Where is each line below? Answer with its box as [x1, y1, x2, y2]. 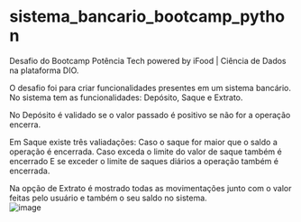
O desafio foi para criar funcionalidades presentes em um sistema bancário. [9, 82, 291, 93]
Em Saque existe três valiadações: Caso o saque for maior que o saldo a [9, 136, 278, 147]
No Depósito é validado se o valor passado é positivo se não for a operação [9, 109, 291, 120]
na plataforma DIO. [9, 65, 79, 76]
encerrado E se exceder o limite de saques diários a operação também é [9, 155, 279, 166]
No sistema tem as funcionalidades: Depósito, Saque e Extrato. [9, 92, 243, 103]
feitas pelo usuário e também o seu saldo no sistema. [9, 192, 207, 203]
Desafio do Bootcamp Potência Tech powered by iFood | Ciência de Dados [9, 55, 287, 66]
